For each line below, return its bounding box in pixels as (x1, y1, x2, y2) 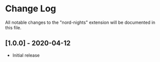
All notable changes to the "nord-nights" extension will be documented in (5, 19, 156, 25)
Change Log (5, 3, 56, 14)
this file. (5, 24, 21, 30)
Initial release (12, 52, 40, 58)
